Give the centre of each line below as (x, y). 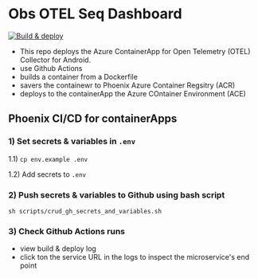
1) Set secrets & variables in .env (72, 142)
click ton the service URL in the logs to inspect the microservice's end (135, 257)
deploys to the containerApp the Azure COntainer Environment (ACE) (133, 93)
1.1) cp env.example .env (48, 159)
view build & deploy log (58, 249)
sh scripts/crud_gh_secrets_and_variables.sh (85, 211)
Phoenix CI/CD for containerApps (93, 119)
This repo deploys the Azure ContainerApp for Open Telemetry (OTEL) (135, 51)
